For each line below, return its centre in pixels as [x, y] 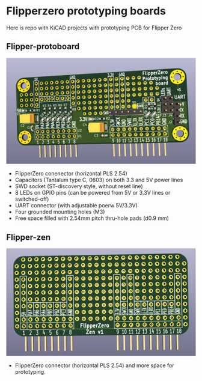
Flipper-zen [29, 237]
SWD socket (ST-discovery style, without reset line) [79, 186]
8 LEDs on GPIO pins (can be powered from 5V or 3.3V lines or [93, 193]
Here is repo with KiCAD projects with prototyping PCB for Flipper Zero [94, 28]
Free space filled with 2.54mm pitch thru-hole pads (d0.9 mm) [92, 218]
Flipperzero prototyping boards [86, 11]
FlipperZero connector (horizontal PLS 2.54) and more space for [94, 365]
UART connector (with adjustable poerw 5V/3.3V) [76, 206]
